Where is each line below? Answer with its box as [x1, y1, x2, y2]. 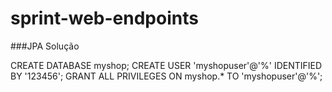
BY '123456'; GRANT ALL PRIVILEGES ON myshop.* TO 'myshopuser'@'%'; [10, 70, 323, 82]
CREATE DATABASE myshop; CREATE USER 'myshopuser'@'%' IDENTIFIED [10, 59, 323, 71]
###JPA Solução [10, 40, 80, 52]
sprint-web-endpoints [10, 7, 199, 30]
